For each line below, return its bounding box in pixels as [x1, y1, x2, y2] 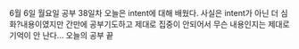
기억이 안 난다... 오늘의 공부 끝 [9, 30, 114, 40]
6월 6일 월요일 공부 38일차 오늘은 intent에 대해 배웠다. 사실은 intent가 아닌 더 [9, 8, 279, 18]
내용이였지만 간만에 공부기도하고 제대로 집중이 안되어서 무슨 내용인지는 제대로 [21, 19, 290, 29]
